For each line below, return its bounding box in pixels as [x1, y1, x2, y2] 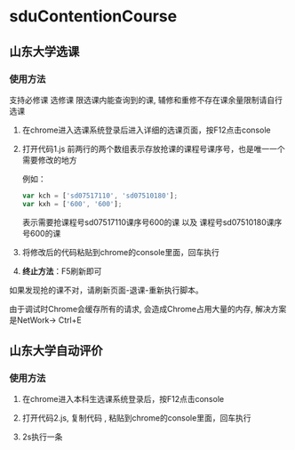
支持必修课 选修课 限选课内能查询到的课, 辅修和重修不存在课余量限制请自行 [9, 94, 283, 105]
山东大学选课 [9, 44, 80, 59]
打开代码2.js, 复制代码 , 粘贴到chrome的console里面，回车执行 [21, 413, 251, 423]
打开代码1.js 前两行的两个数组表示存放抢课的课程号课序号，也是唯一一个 [21, 143, 286, 154]
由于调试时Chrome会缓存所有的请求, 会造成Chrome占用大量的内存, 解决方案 [9, 303, 287, 314]
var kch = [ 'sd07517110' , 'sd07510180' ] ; [21, 191, 179, 200]
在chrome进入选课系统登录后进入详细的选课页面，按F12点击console [21, 125, 271, 135]
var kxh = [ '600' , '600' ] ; [21, 199, 123, 208]
